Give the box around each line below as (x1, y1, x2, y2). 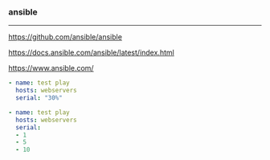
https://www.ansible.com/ (8, 64, 94, 73)
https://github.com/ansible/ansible (8, 32, 123, 42)
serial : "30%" (15, 94, 63, 102)
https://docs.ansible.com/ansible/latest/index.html (8, 47, 174, 58)
